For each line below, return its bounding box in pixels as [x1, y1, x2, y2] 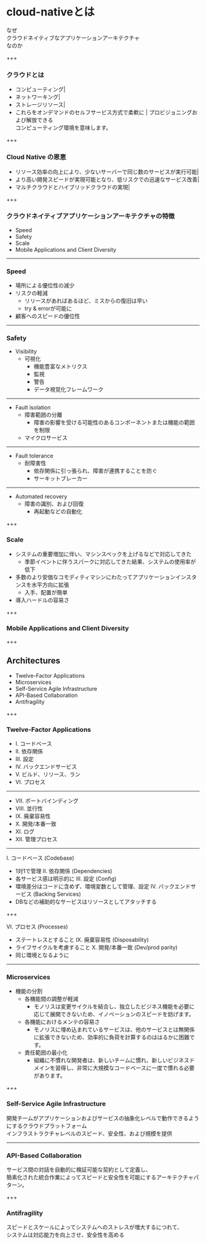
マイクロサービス [24, 434, 68, 441]
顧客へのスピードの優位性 [15, 313, 80, 320]
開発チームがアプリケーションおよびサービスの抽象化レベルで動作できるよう [6, 1114, 200, 1122]
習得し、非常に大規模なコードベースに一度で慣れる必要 [55, 1064, 195, 1071]
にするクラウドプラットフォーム [6, 1122, 87, 1129]
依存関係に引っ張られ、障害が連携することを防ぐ [33, 467, 158, 475]
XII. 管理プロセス [15, 836, 58, 843]
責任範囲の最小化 [24, 1049, 68, 1056]
